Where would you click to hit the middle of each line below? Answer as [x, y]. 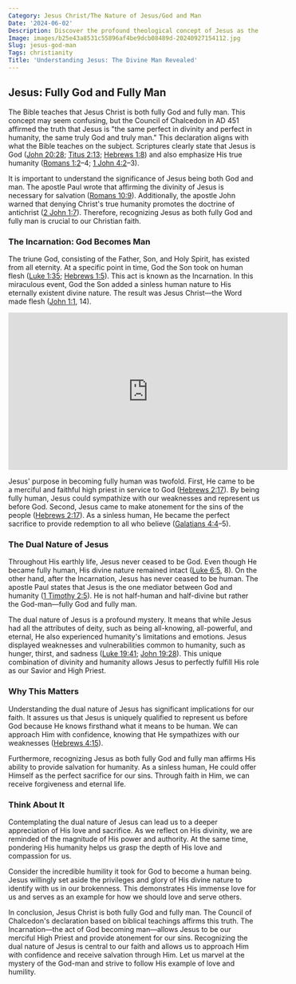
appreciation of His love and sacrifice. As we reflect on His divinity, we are [130, 830]
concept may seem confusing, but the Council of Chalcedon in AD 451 [124, 120]
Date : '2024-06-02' [41, 23]
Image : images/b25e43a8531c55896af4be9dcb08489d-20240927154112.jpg [124, 38]
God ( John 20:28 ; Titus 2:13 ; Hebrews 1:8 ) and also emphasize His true [125, 154]
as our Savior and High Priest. [57, 671]
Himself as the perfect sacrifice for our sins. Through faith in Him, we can [129, 775]
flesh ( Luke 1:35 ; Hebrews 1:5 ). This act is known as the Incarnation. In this [131, 276]
